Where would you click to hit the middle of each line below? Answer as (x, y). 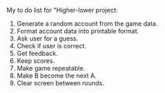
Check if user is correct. (51, 46)
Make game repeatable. (51, 68)
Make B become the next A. (57, 76)
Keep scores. (36, 61)
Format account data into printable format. (78, 31)
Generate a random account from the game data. (87, 23)
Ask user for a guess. (47, 38)
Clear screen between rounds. (60, 83)
